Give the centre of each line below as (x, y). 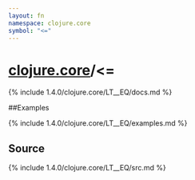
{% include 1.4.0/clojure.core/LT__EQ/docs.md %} (90, 92)
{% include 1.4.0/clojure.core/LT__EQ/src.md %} (87, 168)
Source (27, 148)
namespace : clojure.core (50, 23)
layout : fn (26, 16)
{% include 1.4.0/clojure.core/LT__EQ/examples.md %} (98, 123)
